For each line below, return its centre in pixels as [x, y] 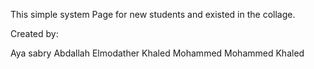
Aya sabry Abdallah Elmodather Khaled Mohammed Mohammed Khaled [157, 53]
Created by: [34, 33]
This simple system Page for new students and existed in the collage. [153, 14]
